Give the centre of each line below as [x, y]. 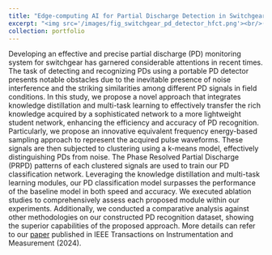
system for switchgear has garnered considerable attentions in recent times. [136, 62]
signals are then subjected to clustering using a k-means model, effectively [134, 149]
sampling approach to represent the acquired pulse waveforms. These [126, 140]
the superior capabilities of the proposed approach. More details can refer [132, 226]
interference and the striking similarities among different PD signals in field [133, 88]
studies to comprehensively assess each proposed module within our [124, 200]
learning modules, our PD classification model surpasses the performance [132, 183]
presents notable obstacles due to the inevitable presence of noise [120, 80]
